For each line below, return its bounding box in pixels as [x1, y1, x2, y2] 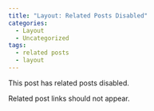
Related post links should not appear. [8, 93, 130, 103]
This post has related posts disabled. [8, 77, 130, 88]
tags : [8, 42, 26, 50]
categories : [8, 19, 48, 27]
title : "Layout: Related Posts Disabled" [8, 11, 148, 20]
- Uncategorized [15, 34, 69, 42]
